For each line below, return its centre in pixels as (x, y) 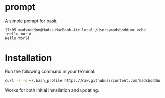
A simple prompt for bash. (31, 21)
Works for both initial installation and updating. (52, 90)
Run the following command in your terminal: (50, 71)
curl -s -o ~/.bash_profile (34, 80)
